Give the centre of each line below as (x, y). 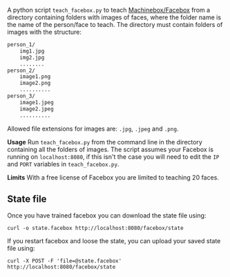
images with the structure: (44, 32)
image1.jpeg (37, 102)
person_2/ (21, 70)
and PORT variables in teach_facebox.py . (63, 164)
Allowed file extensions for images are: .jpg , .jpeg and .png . (93, 128)
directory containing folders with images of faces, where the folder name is (114, 17)
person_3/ (21, 96)
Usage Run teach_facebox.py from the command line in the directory (105, 142)
